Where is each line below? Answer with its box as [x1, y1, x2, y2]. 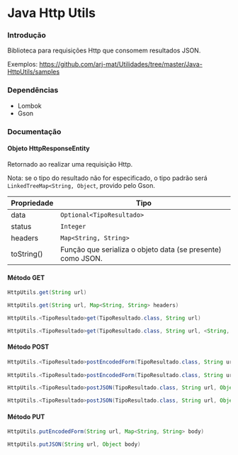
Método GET [7, 273, 45, 281]
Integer [59, 222, 86, 230]
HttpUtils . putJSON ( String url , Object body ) [7, 441, 141, 448]
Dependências [7, 85, 59, 95]
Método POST [7, 342, 50, 352]
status [11, 221, 32, 231]
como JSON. [59, 253, 103, 263]
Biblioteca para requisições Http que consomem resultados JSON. [7, 46, 201, 55]
